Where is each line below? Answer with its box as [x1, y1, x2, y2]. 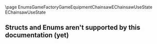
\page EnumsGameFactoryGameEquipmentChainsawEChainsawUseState [5, 4, 153, 10]
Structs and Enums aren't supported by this [5, 23, 140, 32]
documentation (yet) [5, 31, 69, 40]
